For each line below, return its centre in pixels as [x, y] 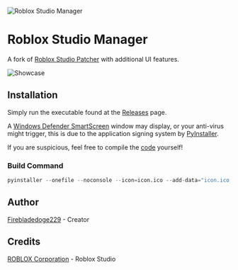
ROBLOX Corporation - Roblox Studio [62, 259]
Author [23, 202]
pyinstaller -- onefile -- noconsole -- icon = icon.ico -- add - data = [104, 181]
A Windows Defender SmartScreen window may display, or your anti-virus [116, 126]
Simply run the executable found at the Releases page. [87, 112]
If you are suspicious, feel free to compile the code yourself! [95, 147]
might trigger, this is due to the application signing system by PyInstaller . [113, 133]
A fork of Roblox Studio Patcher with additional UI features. [93, 59]
